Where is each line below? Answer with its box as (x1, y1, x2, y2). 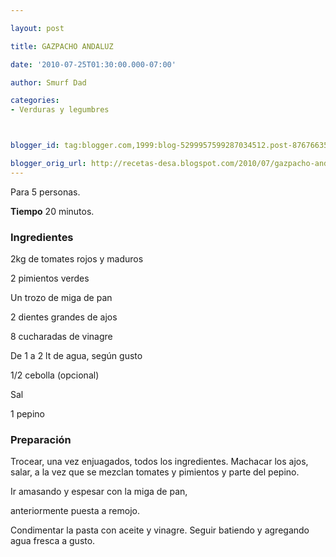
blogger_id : (10, 141, 60, 151)
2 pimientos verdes (10, 272, 90, 285)
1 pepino (10, 408, 45, 420)
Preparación (10, 432, 72, 446)
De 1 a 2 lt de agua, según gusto (10, 350, 143, 362)
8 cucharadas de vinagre (10, 331, 113, 343)
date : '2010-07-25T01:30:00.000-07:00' (10, 59, 177, 70)
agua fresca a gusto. (10, 535, 96, 547)
